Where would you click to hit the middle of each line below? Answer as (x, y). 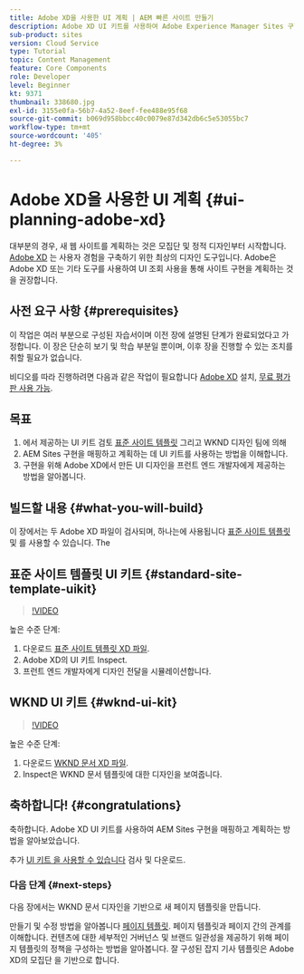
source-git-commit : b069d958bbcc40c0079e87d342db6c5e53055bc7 (129, 119)
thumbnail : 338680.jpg (52, 102)
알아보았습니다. (52, 840)
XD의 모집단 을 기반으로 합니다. (64, 960)
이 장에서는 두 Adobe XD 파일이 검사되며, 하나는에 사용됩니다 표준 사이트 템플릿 (150, 532)
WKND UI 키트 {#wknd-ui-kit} (94, 703)
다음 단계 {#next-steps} (61, 885)
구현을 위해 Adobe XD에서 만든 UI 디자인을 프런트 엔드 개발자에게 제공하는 (154, 465)
